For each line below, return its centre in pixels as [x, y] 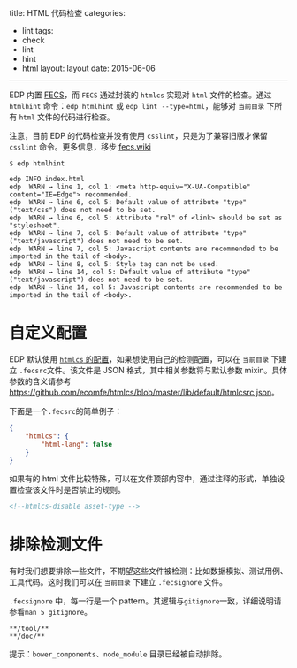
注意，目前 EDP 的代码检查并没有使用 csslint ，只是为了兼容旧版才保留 [138, 136]
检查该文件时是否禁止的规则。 [71, 490]
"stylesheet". [35, 226]
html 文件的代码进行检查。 [67, 117]
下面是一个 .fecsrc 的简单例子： [66, 411]
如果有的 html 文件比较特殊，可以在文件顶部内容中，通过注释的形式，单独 [143, 479]
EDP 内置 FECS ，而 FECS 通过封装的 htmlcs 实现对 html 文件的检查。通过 [141, 95]
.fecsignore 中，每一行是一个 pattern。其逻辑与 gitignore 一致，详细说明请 [145, 601]
